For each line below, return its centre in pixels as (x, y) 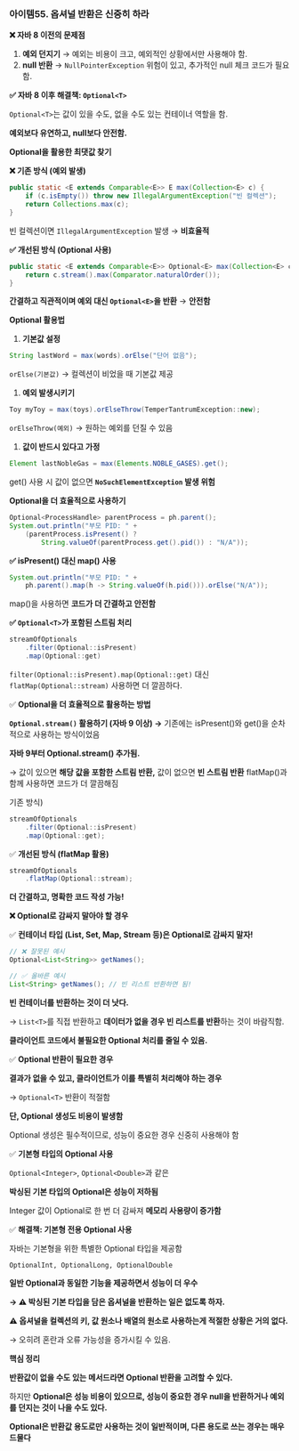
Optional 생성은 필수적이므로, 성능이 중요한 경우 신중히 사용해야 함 (124, 1135)
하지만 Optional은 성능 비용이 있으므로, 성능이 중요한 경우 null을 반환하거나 (139, 1396)
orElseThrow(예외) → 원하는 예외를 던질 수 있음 (91, 428)
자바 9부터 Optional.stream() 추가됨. (75, 753)
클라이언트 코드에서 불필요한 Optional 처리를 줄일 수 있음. (109, 1040)
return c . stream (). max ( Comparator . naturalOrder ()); (123, 275)
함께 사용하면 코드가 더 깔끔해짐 (64, 783)
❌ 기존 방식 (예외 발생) (48, 171)
